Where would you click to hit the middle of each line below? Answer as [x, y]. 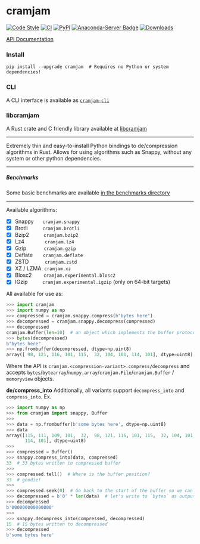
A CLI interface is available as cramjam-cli [58, 100]
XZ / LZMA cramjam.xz [43, 268]
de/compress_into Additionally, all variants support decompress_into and [95, 390]
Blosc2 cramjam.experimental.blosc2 [65, 275]
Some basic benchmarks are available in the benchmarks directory [88, 193]
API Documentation [30, 39]
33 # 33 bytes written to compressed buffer [63, 463]
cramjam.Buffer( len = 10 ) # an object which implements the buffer [90, 332]
